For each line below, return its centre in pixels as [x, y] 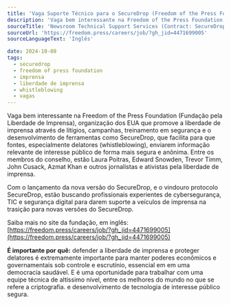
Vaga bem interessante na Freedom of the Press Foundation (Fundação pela [115, 116]
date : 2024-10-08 [32, 52]
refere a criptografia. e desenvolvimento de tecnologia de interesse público [114, 287]
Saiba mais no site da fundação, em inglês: [68, 223]
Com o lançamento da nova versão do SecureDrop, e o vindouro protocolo [113, 188]
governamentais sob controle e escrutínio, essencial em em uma [99, 265]
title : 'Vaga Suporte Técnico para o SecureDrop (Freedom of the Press [112, 13]
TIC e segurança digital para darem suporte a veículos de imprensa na [107, 202]
